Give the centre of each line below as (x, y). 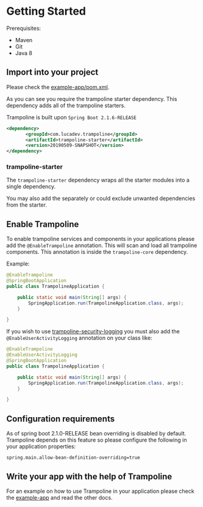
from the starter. (27, 205)
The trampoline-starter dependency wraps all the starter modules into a (98, 180)
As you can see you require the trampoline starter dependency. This (92, 98)
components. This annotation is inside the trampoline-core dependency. (97, 252)
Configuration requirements (60, 419)
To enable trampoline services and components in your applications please (101, 239)
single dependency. (31, 187)
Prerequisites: (24, 28)
